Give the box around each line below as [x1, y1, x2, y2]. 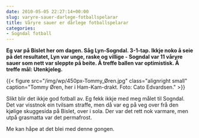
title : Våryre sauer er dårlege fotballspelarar [6, 20, 129, 25]
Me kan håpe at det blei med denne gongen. [6, 126, 115, 133]
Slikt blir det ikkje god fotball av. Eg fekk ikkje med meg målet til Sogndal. [6, 95, 185, 102]
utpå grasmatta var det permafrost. [6, 114, 92, 121]
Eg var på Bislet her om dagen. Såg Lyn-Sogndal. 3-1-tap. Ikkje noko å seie [6, 47, 194, 54]
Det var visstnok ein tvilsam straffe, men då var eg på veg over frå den [6, 101, 179, 108]
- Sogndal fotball [6, 31, 52, 37]
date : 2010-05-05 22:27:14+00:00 [6, 8, 89, 15]
